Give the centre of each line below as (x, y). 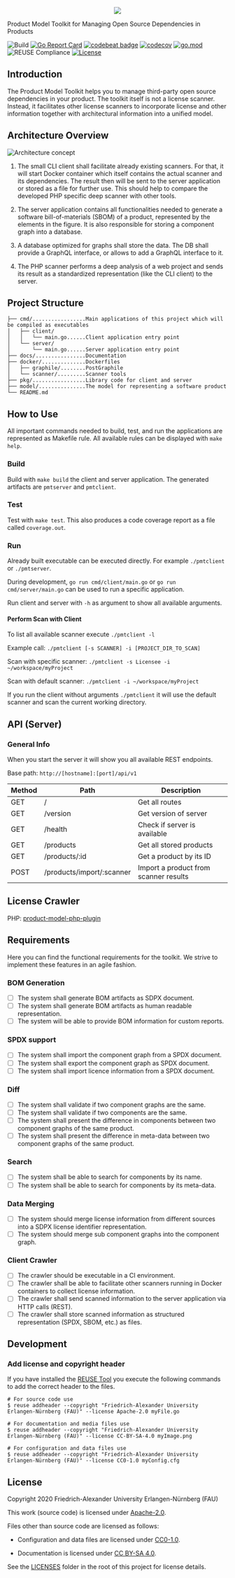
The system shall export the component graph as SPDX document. (113, 1063)
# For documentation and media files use (69, 1424)
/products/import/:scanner (88, 872)
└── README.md (28, 393)
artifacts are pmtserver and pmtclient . (62, 487)
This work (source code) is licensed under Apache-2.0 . (87, 1513)
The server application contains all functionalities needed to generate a (120, 209)
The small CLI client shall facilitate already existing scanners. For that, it (120, 166)
